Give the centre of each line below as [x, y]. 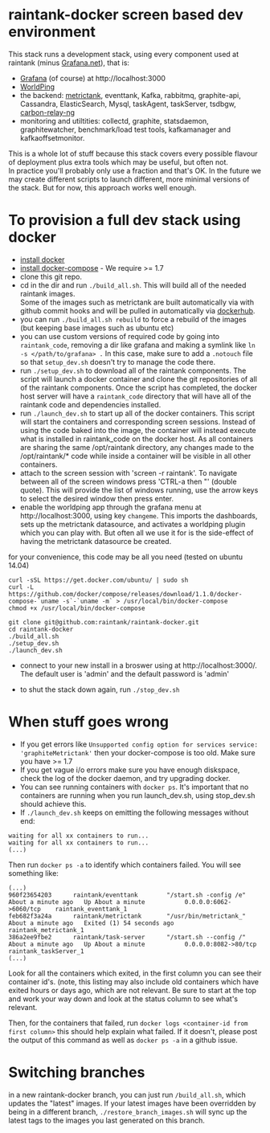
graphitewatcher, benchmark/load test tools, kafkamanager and [125, 129]
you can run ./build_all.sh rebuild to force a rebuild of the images [133, 319]
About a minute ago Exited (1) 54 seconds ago [91, 923]
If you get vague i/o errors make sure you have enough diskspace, [130, 770]
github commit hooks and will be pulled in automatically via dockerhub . [137, 310]
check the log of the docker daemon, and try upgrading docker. [125, 778]
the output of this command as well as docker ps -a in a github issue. [123, 1040]
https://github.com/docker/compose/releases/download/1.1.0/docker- [125, 594]
